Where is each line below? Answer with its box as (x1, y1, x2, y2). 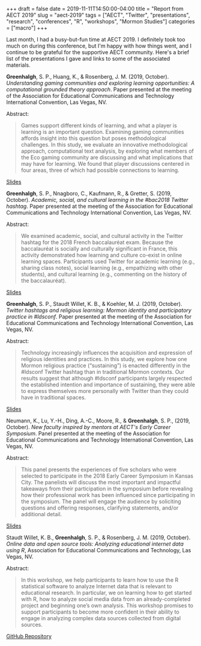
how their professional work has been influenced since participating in (20, 492, 195, 498)
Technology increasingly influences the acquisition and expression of (20, 349, 193, 356)
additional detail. (20, 511, 62, 517)
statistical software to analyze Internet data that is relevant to (20, 583, 172, 590)
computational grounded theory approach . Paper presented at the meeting (6, 86, 192, 93)
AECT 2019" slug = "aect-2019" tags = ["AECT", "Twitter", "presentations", (6, 11, 190, 19)
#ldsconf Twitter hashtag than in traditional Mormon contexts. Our (20, 368, 185, 375)
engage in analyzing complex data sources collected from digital (20, 615, 181, 621)
